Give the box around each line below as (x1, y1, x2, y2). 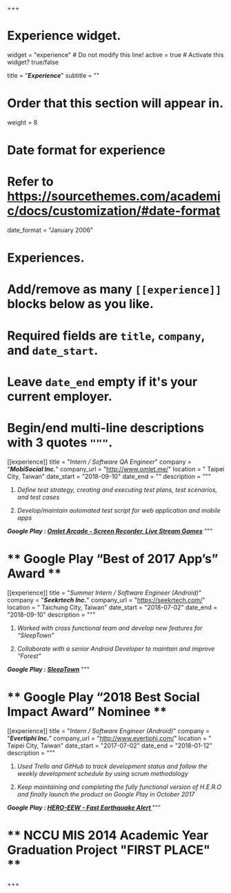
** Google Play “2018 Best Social (7, 689, 200, 705)
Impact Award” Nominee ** (7, 704, 168, 719)
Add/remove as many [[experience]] (7, 282, 222, 297)
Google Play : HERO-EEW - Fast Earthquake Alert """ (7, 803, 161, 812)
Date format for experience (7, 143, 165, 158)
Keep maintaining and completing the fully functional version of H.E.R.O (17, 783, 222, 791)
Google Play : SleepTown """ (7, 665, 90, 673)
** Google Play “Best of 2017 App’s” (7, 551, 219, 566)
